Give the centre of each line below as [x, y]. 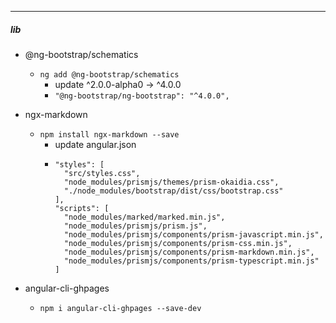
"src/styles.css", [102, 173]
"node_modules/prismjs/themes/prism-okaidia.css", [171, 182]
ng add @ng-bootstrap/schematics [109, 74]
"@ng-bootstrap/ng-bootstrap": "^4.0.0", [142, 96]
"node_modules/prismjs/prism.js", [135, 226]
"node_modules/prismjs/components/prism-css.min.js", [178, 243]
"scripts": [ [82, 208]
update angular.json [95, 144]
